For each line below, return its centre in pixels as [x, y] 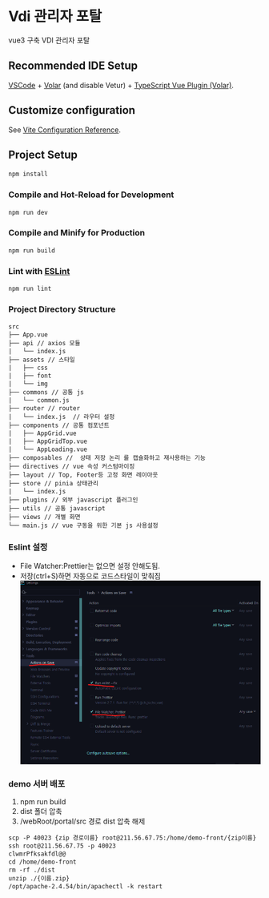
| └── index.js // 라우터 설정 [62, 417]
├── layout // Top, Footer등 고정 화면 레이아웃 [83, 475]
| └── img [28, 384]
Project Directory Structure [62, 309]
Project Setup [43, 154]
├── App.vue [28, 335]
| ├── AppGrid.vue [43, 433]
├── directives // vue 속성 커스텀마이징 [72, 467]
